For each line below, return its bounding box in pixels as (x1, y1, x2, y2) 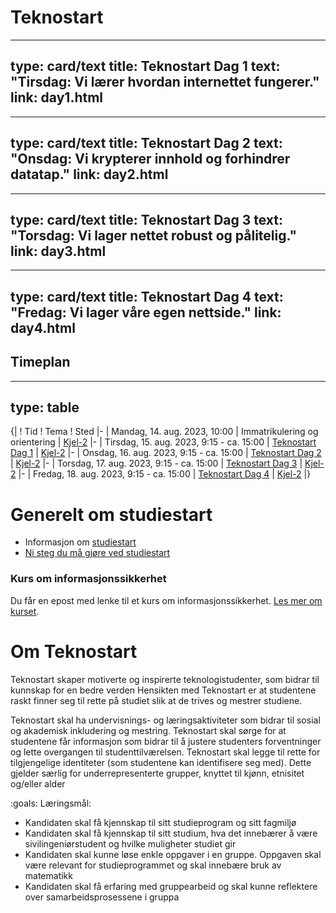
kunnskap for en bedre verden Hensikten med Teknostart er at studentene (10, 684, 317, 696)
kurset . (10, 605, 40, 617)
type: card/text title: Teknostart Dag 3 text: (10, 211, 284, 228)
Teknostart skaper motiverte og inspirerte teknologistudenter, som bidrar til (10, 673, 320, 685)
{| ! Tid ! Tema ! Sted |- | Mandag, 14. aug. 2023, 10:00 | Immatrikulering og (10, 426, 319, 438)
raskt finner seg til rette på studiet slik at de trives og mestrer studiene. (10, 694, 303, 706)
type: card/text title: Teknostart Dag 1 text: (10, 58, 281, 75)
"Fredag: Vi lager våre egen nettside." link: (10, 304, 282, 321)
